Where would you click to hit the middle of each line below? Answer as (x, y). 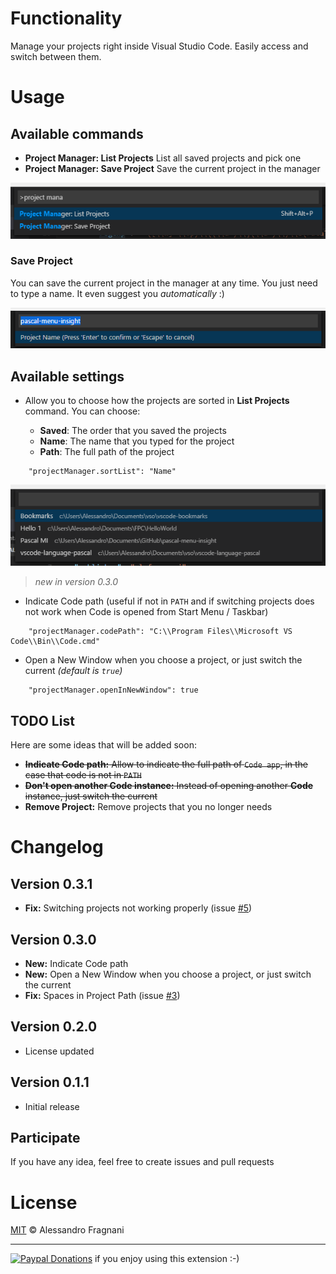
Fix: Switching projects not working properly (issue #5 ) (138, 908)
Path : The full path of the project (107, 451)
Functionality (66, 18)
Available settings (67, 376)
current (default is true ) (73, 671)
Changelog (57, 847)
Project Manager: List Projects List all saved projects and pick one (163, 158)
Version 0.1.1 (50, 1082)
